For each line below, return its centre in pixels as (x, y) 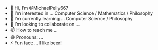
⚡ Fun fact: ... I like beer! (36, 43)
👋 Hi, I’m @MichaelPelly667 (39, 8)
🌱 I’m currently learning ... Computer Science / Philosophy (71, 19)
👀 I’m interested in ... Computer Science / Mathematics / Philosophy (81, 13)
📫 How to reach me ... (34, 30)
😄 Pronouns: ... (27, 37)
